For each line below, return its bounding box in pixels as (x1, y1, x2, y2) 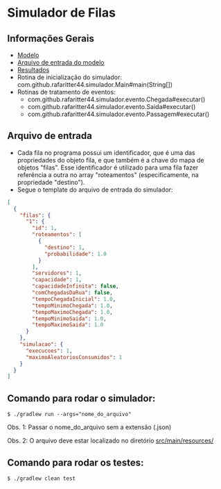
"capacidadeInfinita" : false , (32, 283, 119, 290)
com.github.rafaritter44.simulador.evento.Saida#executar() (27, 103, 196, 110)
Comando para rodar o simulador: (7, 392, 156, 404)
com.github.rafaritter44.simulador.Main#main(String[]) (17, 81, 173, 88)
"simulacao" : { (19, 341, 64, 348)
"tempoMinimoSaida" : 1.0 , (32, 315, 107, 322)
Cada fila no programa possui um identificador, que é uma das (17, 148, 195, 157)
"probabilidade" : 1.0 (44, 250, 107, 258)
